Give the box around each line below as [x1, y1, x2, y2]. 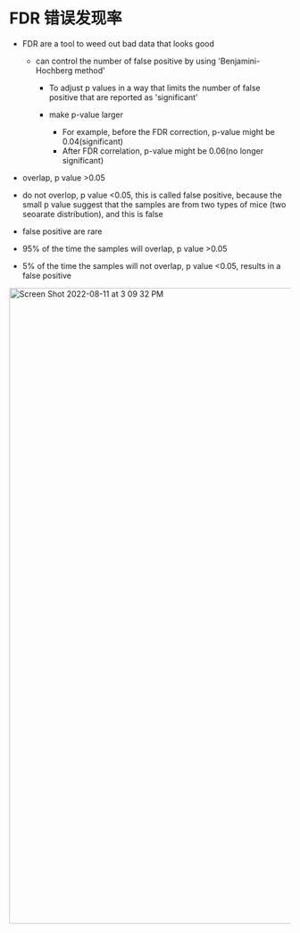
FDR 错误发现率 [9, 8, 122, 29]
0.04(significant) [62, 136, 123, 147]
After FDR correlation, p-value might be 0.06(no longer [62, 145, 264, 156]
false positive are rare [21, 225, 103, 237]
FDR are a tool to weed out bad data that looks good [21, 38, 214, 49]
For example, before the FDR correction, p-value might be [62, 126, 275, 137]
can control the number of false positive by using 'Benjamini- [35, 55, 261, 66]
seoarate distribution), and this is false [21, 208, 163, 219]
